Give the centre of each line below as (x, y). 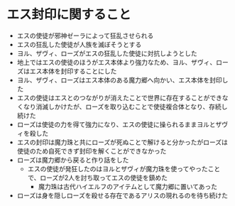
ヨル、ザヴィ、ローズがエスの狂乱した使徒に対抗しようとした (107, 53)
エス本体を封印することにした (73, 71)
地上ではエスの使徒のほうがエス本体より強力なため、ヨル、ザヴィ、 (116, 62)
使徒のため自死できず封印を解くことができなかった (92, 151)
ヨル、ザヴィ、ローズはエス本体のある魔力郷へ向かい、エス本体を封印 (120, 80)
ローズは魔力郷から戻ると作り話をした (73, 160)
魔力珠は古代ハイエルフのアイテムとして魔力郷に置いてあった (128, 186)
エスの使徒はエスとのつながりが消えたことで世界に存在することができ (120, 97)
